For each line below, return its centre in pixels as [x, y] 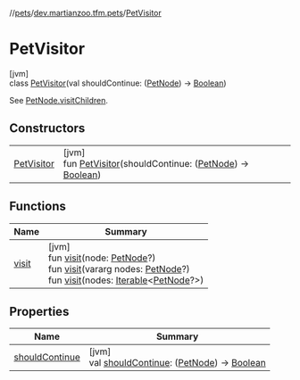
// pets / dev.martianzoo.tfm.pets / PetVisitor [86, 13]
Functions [38, 207]
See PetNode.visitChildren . [59, 100]
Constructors [47, 128]
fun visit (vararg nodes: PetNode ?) [119, 268]
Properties [39, 311]
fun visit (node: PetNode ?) [102, 258]
